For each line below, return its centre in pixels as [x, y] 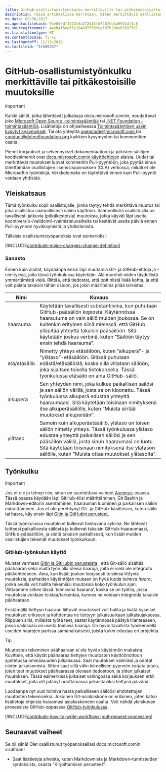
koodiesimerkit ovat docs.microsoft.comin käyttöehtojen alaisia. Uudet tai [80, 157]
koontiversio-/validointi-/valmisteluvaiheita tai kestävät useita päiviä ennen [81, 221]
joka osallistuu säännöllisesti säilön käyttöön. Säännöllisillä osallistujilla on [80, 211]
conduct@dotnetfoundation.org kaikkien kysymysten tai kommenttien [76, 136]
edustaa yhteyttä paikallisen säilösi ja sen [87, 435]
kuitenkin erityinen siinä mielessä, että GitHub [92, 324]
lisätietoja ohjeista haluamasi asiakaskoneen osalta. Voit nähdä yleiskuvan [80, 702]
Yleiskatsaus [25, 193]
